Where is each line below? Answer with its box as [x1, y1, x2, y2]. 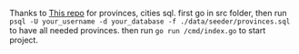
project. [9, 35, 39, 45]
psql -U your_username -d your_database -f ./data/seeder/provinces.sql [9, 17, 291, 26]
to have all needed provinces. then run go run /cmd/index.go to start [9, 25, 266, 35]
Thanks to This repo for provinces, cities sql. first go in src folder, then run [9, 8, 288, 18]
